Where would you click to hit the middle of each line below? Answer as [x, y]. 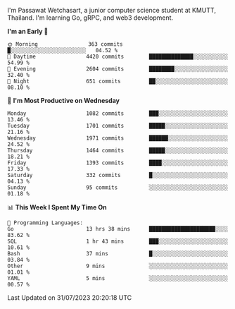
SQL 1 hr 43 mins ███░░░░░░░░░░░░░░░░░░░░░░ [118, 241]
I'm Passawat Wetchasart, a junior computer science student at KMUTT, [112, 10]
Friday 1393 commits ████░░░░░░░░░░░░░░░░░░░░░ [118, 163]
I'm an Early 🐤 [28, 31]
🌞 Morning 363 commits [65, 44]
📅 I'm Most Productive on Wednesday [63, 101]
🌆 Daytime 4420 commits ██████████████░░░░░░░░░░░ [118, 56]
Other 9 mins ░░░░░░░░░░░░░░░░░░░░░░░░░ [118, 266]
